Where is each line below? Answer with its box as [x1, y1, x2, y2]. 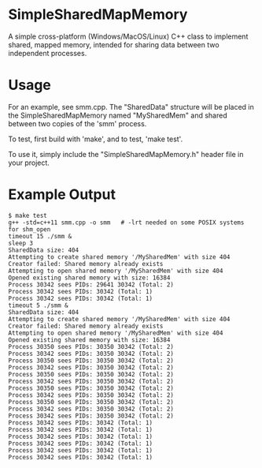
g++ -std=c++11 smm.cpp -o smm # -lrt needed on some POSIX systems [8, 219, 245, 227]
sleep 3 [8, 239, 34, 247]
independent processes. [8, 48, 87, 58]
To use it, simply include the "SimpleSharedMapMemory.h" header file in [8, 149, 244, 159]
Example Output [8, 185, 116, 204]
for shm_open [8, 225, 51, 234]
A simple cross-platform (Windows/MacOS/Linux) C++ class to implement [8, 32, 249, 41]
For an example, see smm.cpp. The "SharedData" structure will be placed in [8, 102, 254, 111]
